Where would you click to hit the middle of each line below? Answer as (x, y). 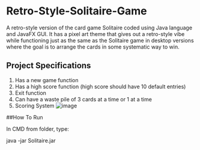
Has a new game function (47, 80)
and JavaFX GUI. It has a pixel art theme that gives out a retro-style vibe (95, 34)
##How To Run (25, 117)
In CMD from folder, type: (38, 129)
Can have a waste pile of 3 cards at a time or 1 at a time (83, 99)
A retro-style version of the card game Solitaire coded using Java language (99, 28)
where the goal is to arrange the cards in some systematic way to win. (93, 47)
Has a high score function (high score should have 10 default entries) (100, 86)
